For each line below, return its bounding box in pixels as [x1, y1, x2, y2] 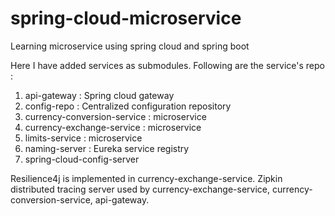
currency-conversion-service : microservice [24, 110, 207, 122]
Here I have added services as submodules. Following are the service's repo [10, 59, 325, 71]
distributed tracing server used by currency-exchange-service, [10, 183, 271, 195]
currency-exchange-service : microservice [24, 121, 202, 133]
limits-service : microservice [24, 132, 143, 144]
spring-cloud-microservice [10, 7, 242, 30]
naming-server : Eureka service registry [24, 142, 190, 154]
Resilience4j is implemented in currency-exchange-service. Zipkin [10, 172, 283, 184]
